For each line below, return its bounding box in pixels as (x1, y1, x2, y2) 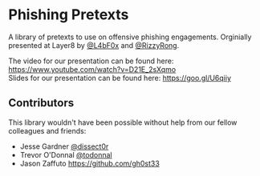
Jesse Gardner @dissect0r (19, 142, 109, 151)
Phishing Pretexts (8, 6, 129, 24)
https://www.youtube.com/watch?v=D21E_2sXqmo (8, 64, 177, 74)
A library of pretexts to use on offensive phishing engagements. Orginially (8, 32, 252, 42)
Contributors (8, 96, 75, 110)
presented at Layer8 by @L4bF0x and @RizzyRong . (8, 40, 180, 50)
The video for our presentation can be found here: (8, 56, 174, 66)
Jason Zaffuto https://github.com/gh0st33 (19, 158, 160, 168)
